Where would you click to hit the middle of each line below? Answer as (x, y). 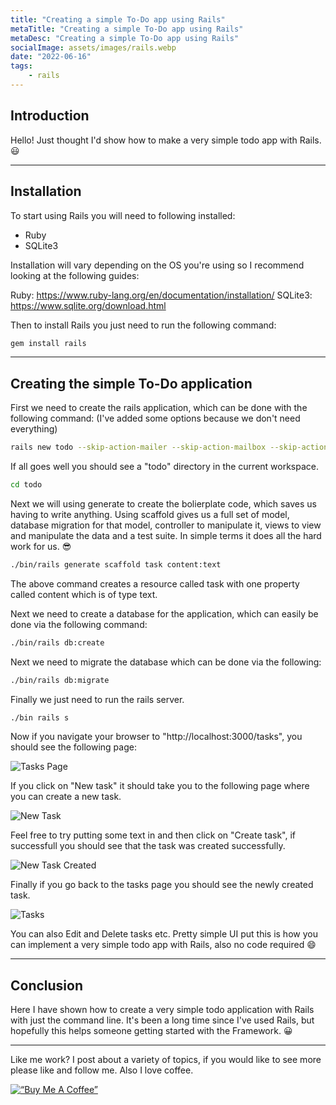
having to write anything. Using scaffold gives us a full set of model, (150, 514)
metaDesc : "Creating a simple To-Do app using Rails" (125, 38)
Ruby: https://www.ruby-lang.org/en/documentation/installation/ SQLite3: (161, 295)
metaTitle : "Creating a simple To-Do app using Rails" (127, 29)
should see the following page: (73, 747)
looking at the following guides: (75, 275)
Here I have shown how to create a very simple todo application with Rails (162, 1010)
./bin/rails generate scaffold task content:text (116, 564)
